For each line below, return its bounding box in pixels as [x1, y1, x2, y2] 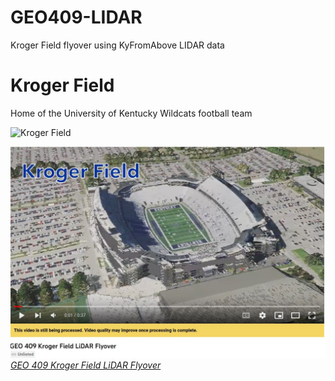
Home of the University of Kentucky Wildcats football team [10, 107, 253, 119]
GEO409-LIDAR [10, 6, 143, 29]
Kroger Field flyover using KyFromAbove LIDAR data [10, 39, 225, 51]
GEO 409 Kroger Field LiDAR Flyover [10, 359, 162, 371]
